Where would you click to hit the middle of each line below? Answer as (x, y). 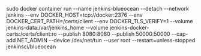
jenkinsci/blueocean (31, 46)
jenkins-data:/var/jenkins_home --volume (57, 27)
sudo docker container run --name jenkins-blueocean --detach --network (97, 9)
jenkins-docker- (129, 27)
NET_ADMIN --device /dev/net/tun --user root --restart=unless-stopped (106, 40)
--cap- (180, 34)
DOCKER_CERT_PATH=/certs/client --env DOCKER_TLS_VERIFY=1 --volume (100, 21)
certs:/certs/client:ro (31, 34)
